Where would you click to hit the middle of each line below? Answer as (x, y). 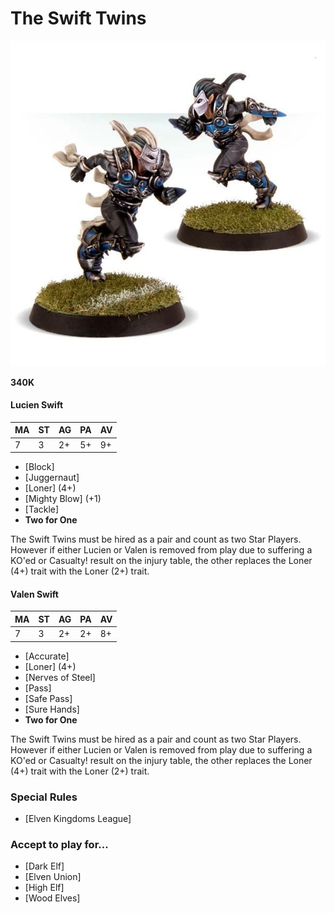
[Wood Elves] (52, 898)
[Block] (39, 467)
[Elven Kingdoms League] (78, 818)
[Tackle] (42, 509)
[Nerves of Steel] (60, 677)
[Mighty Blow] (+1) (63, 499)
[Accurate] (47, 656)
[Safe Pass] (48, 698)
